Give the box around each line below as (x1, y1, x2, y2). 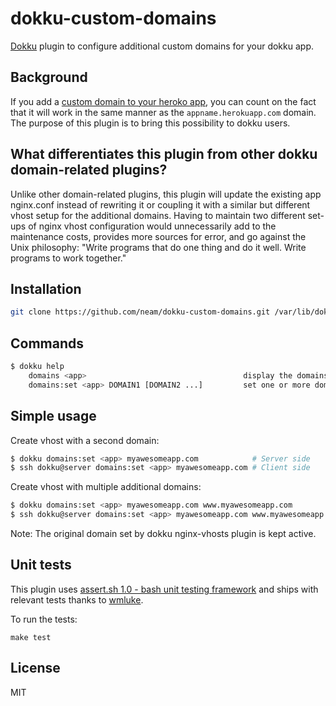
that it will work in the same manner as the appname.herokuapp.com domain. (10, 106, 317, 118)
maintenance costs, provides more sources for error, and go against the (10, 230, 307, 242)
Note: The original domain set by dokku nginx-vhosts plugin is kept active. (10, 528, 317, 539)
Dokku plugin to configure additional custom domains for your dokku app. (10, 40, 314, 52)
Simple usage (10, 408, 97, 425)
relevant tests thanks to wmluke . (10, 593, 144, 606)
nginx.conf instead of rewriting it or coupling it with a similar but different (10, 198, 311, 211)
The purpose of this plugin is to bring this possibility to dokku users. (10, 117, 291, 129)
